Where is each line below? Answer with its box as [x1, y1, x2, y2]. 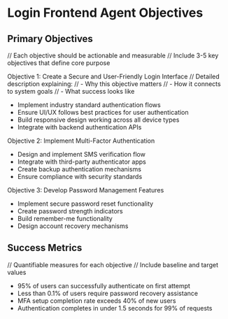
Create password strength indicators [17, 207, 124, 215]
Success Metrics [7, 242, 83, 254]
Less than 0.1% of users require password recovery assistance [17, 289, 198, 297]
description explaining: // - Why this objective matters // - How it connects [7, 80, 222, 88]
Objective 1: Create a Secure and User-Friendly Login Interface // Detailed [7, 72, 220, 80]
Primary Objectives [7, 33, 93, 45]
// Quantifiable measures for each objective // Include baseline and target [7, 260, 219, 269]
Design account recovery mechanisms [17, 222, 129, 230]
